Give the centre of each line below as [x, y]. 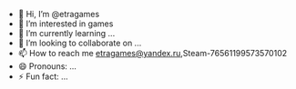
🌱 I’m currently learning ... [66, 33]
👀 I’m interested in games [66, 24]
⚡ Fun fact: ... [43, 76]
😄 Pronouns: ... [47, 66]
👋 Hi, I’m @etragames [59, 14]
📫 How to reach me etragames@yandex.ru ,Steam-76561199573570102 [153, 53]
